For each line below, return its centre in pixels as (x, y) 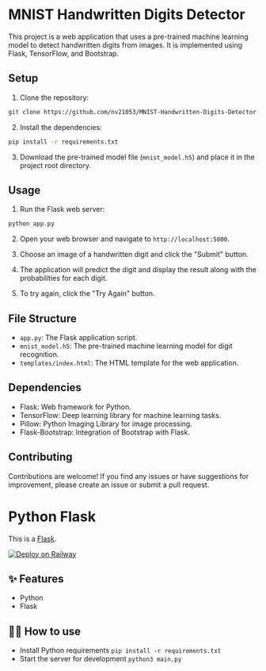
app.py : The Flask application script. (78, 337)
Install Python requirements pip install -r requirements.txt (120, 650)
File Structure (42, 318)
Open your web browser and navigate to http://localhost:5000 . (124, 239)
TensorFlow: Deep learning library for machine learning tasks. (120, 415)
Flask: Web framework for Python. (76, 407)
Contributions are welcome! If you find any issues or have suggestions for (129, 476)
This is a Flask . (32, 539)
